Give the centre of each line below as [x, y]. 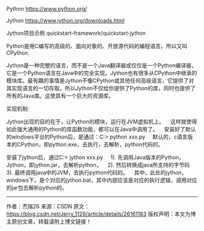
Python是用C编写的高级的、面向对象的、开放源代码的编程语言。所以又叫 [97, 46]
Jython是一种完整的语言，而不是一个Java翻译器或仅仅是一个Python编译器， [102, 65]
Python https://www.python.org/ [47, 9]
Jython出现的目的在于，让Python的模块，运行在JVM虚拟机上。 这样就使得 [102, 122]
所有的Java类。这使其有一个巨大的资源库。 [60, 96]
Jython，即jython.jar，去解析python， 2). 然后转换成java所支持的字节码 [98, 165]
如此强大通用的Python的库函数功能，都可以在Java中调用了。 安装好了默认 [101, 129]
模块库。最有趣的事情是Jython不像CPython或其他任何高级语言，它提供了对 [100, 81]
